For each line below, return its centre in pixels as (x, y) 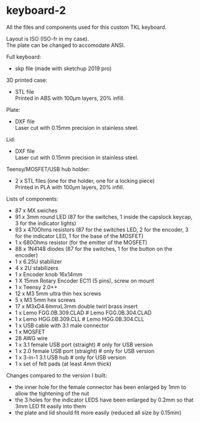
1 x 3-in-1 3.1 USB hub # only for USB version (70, 357)
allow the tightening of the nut (52, 393)
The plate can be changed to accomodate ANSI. (65, 45)
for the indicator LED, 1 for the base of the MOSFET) (79, 236)
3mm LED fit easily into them (50, 406)
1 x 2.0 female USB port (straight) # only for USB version (85, 351)
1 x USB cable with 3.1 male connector (62, 325)
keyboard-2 (36, 11)
